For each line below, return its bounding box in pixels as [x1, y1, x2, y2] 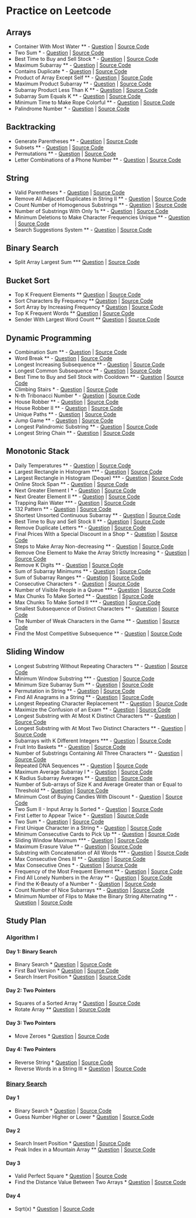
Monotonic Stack [6, 446, 70, 456]
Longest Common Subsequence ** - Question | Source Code [14, 367, 162, 374]
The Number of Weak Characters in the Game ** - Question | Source [14, 617, 180, 624]
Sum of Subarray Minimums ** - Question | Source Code [14, 567, 151, 574]
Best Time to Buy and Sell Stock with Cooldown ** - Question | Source [14, 374, 184, 381]
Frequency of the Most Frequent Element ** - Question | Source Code [14, 868, 183, 875]
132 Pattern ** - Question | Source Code [14, 505, 112, 512]
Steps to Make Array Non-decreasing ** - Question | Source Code [14, 543, 174, 550]
